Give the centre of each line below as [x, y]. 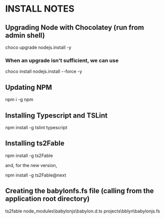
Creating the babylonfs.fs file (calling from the [79, 191]
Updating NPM [29, 87]
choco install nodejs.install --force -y [44, 72]
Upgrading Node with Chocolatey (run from [75, 28]
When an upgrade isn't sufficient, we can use [62, 60]
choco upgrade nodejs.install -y [38, 47]
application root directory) [47, 199]
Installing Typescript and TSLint [57, 115]
